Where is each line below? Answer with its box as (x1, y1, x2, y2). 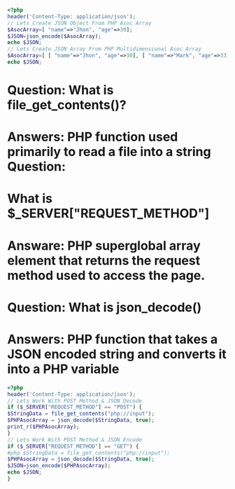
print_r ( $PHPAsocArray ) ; (7, 423, 80, 430)
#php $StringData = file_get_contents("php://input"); (7, 449, 171, 456)
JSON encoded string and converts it (7, 346, 227, 362)
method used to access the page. (7, 267, 206, 283)
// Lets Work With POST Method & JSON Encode (7, 436, 142, 444)
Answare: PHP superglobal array (7, 238, 201, 253)
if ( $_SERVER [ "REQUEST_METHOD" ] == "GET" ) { (7, 443, 139, 450)
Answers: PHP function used (7, 129, 178, 145)
